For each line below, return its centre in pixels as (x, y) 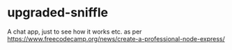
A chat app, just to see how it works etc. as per (75, 32)
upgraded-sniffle (58, 13)
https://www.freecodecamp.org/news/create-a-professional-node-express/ (116, 38)
